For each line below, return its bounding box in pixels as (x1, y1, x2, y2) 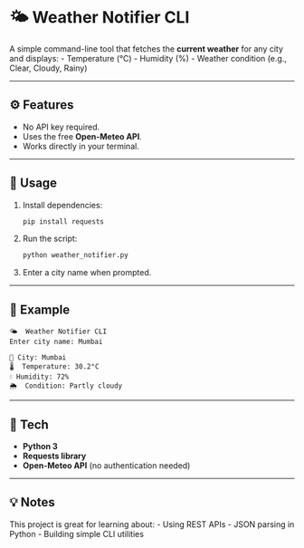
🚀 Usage (9, 176, 57, 191)
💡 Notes (9, 495, 56, 510)
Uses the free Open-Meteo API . (22, 130, 142, 141)
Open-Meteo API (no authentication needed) (22, 459, 191, 471)
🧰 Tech (9, 417, 50, 432)
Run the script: (22, 233, 78, 245)
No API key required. (22, 121, 100, 132)
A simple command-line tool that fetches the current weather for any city (9, 43, 283, 54)
